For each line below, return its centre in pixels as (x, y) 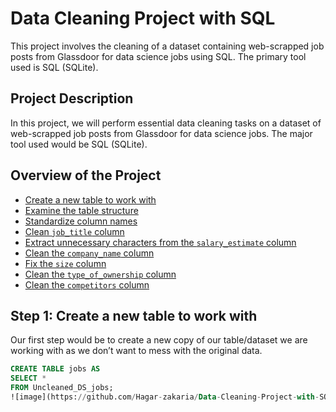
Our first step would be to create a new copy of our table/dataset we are (159, 340)
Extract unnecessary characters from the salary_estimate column (160, 242)
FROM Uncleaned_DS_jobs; (62, 388)
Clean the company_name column (89, 253)
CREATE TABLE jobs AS (55, 369)
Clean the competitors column (87, 284)
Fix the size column (65, 263)
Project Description (72, 98)
